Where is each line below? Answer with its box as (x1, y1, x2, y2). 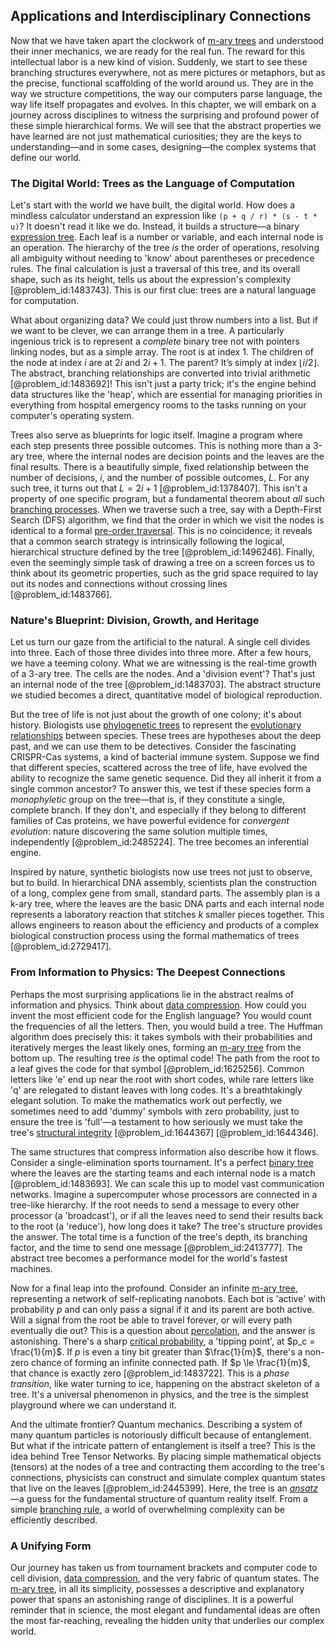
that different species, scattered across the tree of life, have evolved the (10, 762, 308, 774)
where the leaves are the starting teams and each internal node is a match (10, 1167, 316, 1179)
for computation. (10, 295, 80, 307)
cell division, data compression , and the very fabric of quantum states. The (10, 1572, 320, 1584)
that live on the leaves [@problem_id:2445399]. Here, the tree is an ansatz (10, 1482, 318, 1494)
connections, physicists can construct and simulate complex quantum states (10, 1471, 326, 1483)
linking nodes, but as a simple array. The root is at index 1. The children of (10, 346, 314, 358)
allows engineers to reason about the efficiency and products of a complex (10, 919, 320, 931)
